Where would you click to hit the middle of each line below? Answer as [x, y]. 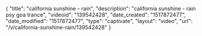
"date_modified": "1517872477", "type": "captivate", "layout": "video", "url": [99, 21]
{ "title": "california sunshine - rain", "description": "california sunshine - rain [101, 9]
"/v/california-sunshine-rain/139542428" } [58, 27]
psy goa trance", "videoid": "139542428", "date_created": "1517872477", [96, 15]
